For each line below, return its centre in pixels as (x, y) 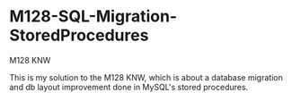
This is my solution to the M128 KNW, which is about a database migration (146, 77)
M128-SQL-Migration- (93, 17)
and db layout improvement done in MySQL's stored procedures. (129, 87)
